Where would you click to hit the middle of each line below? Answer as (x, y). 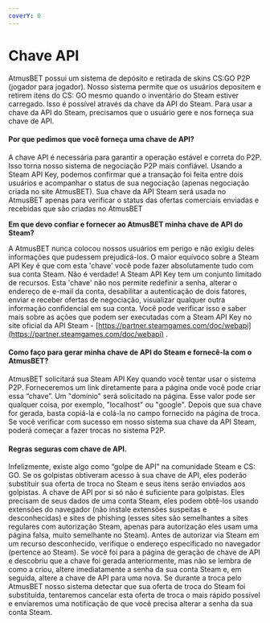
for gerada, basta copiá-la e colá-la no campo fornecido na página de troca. (134, 413)
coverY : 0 (25, 16)
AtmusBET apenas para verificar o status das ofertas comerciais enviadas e (134, 200)
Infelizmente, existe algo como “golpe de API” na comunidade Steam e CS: (132, 467)
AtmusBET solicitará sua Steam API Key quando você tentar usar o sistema (132, 379)
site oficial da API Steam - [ (53, 325)
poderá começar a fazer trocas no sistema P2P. (87, 430)
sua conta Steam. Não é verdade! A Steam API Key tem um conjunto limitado (135, 274)
